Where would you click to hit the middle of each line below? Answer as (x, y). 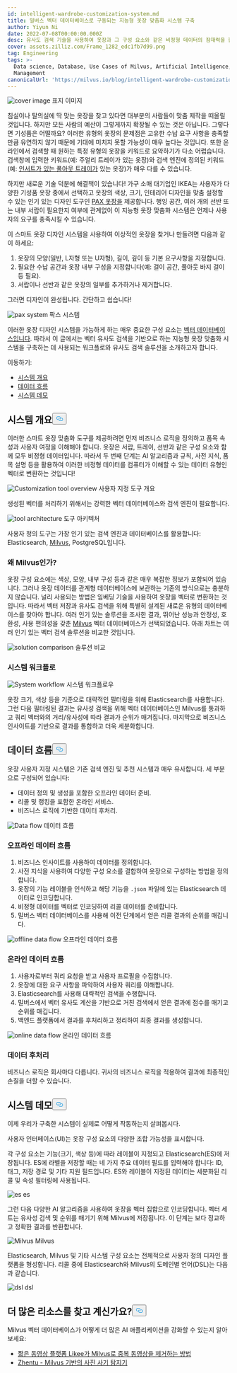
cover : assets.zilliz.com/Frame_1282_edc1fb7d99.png (86, 47)
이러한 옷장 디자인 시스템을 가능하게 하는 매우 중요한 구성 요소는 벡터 (101, 330)
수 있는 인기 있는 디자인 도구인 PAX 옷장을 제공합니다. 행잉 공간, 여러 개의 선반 (115, 202)
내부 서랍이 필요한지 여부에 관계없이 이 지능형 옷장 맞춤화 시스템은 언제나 (114, 210)
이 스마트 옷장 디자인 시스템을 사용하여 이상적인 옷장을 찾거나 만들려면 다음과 (113, 234)
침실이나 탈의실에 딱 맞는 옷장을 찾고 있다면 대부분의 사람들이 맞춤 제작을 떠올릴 (116, 116)
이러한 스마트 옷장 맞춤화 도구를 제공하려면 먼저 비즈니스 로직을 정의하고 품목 (113, 438)
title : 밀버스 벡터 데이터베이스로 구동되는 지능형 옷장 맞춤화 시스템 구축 (101, 21)
